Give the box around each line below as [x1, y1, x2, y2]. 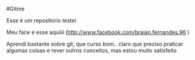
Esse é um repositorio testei [6, 17, 76, 24]
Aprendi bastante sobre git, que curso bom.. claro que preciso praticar [6, 41, 183, 47]
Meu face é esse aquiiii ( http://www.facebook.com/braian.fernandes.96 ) [6, 28, 190, 36]
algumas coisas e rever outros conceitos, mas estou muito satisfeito [6, 47, 177, 54]
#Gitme [6, 5, 25, 12]
